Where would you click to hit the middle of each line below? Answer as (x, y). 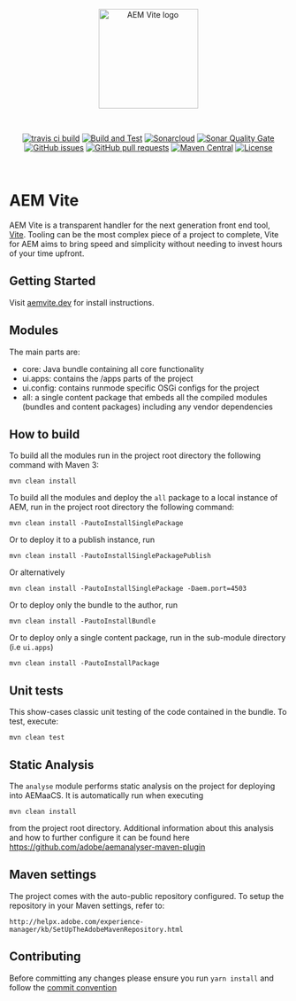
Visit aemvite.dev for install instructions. (82, 302)
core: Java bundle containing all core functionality (113, 369)
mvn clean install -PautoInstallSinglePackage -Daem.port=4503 (128, 589)
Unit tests (36, 691)
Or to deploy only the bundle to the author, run (94, 605)
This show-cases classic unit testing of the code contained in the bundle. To (148, 712)
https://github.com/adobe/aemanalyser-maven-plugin (107, 847)
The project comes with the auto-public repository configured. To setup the (147, 896)
